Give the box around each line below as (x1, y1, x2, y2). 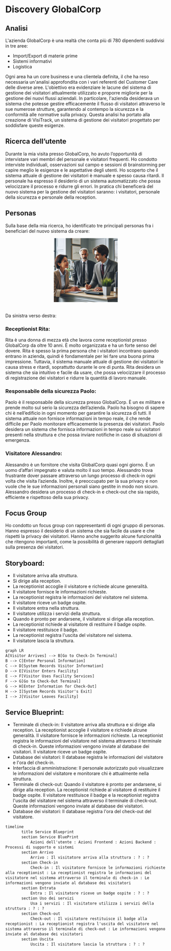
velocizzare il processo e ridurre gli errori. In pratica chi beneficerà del (5, 183, 154, 189)
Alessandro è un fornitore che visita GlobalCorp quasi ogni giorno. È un (5, 461, 155, 468)
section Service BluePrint (21, 834, 79, 840)
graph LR (5, 648, 24, 653)
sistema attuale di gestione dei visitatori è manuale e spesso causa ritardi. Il (5, 172, 164, 178)
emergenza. (5, 437, 31, 443)
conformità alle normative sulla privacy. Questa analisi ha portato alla (5, 111, 151, 117)
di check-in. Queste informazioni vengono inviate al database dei (12, 743, 150, 749)
